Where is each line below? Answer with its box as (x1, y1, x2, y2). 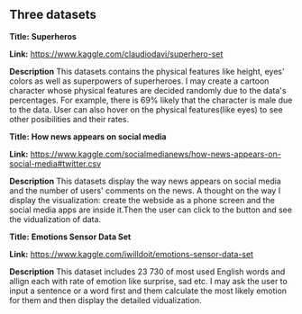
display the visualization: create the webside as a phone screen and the (9, 194, 275, 205)
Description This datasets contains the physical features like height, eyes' (9, 66, 286, 76)
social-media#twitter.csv (9, 157, 102, 169)
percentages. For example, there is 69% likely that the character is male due (9, 94, 293, 105)
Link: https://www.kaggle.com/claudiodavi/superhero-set (9, 49, 224, 59)
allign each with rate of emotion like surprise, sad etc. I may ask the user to (9, 275, 288, 286)
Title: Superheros (9, 31, 77, 41)
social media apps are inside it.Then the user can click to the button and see (9, 204, 293, 215)
